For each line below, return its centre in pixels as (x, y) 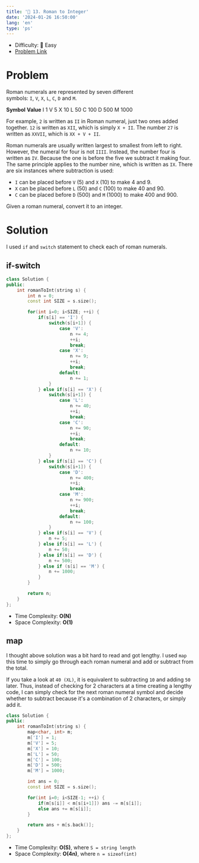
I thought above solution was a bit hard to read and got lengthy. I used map (97, 655)
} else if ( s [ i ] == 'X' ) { (70, 389)
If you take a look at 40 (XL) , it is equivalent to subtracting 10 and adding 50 (99, 679)
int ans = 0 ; (44, 782)
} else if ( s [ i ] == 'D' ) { (70, 555)
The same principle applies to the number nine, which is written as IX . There (99, 165)
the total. (17, 668)
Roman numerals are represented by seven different (70, 92)
